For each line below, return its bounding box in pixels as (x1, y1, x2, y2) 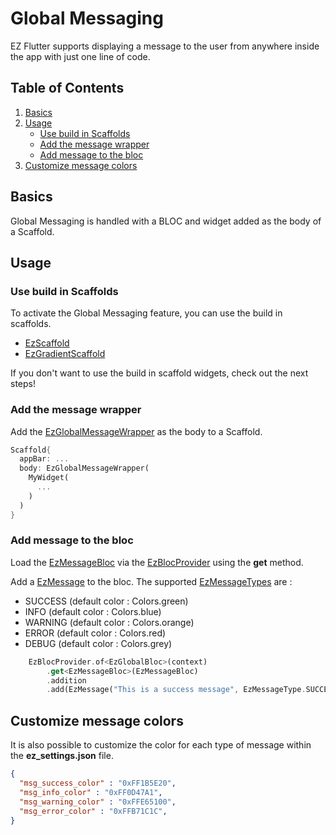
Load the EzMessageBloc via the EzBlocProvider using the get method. (10, 556, 304, 568)
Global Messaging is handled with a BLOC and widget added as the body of (10, 215, 322, 227)
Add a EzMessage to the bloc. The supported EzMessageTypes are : (10, 575, 293, 587)
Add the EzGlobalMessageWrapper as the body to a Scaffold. (10, 425, 263, 437)
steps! (10, 378, 36, 390)
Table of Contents (10, 80, 125, 97)
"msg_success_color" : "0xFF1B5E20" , (19, 778, 177, 789)
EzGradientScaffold (24, 348, 106, 360)
